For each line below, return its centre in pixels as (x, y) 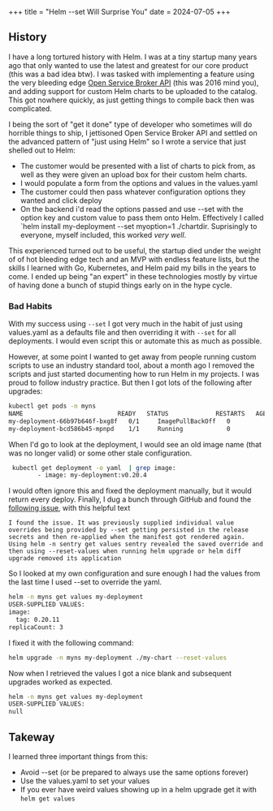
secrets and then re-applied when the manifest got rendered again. (127, 537)
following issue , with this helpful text (69, 508)
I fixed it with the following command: (71, 643)
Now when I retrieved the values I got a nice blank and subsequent (120, 673)
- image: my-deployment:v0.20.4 (93, 475)
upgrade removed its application (65, 559)
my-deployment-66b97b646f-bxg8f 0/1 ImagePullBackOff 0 (119, 421)
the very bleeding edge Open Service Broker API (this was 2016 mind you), (134, 82)
